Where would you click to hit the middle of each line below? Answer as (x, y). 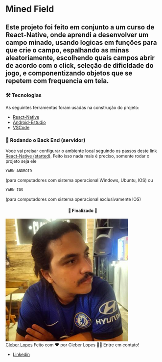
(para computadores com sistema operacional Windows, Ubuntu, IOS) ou (79, 181)
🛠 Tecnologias (24, 95)
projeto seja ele (21, 161)
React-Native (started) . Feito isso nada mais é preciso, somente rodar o (78, 156)
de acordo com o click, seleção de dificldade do (80, 65)
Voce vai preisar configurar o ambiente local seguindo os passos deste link (81, 151)
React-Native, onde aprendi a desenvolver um (77, 35)
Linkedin (21, 355)
